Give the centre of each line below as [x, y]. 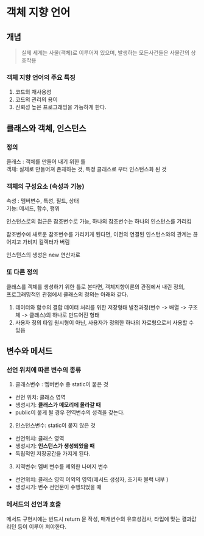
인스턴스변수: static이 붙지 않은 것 [55, 425]
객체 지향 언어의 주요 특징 [41, 77]
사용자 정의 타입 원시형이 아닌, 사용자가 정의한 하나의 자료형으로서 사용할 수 [104, 322]
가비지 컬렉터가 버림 [46, 242]
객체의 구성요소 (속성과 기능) [45, 186]
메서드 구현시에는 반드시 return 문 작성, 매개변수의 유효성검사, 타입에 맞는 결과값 [101, 519]
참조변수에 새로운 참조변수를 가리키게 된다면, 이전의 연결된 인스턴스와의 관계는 [99, 234]
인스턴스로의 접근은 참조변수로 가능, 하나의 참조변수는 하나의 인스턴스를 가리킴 [99, 221]
